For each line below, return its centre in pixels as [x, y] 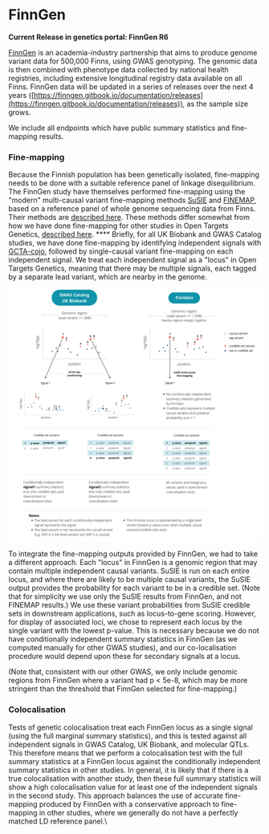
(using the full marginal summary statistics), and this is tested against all [128, 735]
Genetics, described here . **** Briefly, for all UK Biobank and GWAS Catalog [135, 234]
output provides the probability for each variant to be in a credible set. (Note [134, 588]
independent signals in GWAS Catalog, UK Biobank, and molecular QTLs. [129, 744]
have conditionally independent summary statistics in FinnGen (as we [123, 639]
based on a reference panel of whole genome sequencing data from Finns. [132, 209]
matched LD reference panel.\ [58, 821]
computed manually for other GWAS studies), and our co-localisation [122, 648]
